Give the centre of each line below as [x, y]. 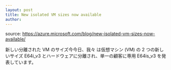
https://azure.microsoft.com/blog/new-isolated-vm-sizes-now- [89, 34]
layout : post [19, 10]
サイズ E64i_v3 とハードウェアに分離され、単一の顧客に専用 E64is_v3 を [86, 56]
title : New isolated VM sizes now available [53, 15]
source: [13, 34]
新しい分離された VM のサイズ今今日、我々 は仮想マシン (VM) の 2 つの [80, 50]
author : [14, 19]
